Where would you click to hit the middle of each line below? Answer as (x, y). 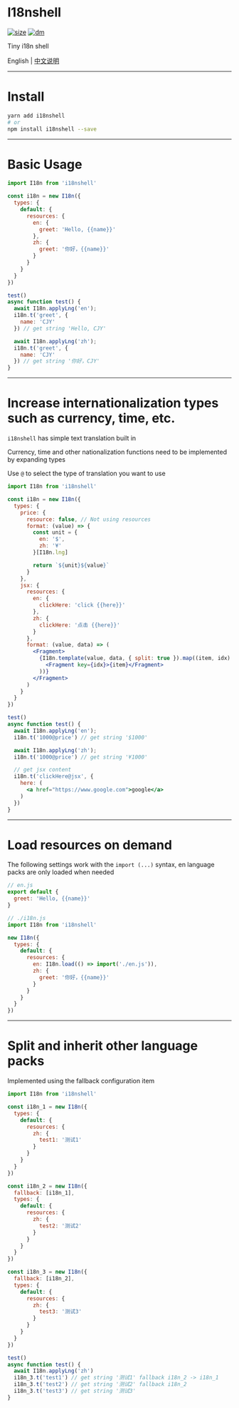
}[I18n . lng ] (51, 552)
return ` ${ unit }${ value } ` (71, 565)
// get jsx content (43, 770)
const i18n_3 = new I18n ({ (47, 1272)
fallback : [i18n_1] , (44, 1192)
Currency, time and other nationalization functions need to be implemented (117, 452)
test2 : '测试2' (60, 1226)
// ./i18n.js (27, 918)
